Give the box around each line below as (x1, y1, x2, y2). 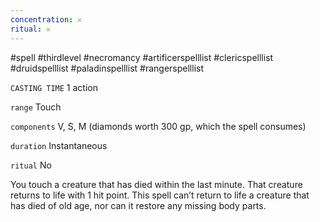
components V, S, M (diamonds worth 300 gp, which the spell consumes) (10, 120, 307, 132)
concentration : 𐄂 (10, 14, 82, 25)
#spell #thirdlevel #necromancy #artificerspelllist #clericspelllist (10, 51, 274, 63)
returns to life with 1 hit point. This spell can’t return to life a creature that (10, 189, 310, 201)
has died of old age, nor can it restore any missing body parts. (10, 199, 267, 211)
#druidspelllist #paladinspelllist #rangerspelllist (10, 62, 205, 74)
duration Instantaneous (10, 139, 108, 151)
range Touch (10, 101, 62, 113)
